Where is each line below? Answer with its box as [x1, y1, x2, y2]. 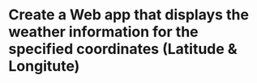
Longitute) [8, 57, 80, 76]
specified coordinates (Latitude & [8, 40, 238, 58]
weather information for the [8, 23, 199, 41]
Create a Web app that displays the [8, 6, 250, 24]
